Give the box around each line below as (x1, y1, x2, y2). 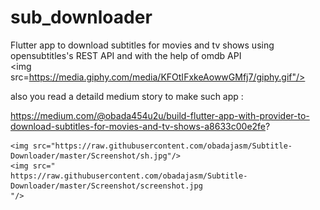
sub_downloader (10, 6, 153, 29)
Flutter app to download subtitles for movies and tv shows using (10, 39, 275, 51)
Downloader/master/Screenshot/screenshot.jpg (10, 181, 203, 191)
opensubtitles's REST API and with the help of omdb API (10, 49, 242, 61)
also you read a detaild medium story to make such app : (10, 90, 244, 102)
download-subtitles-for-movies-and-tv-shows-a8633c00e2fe (10, 120, 267, 132)
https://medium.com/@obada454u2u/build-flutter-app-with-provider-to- (10, 109, 310, 121)
